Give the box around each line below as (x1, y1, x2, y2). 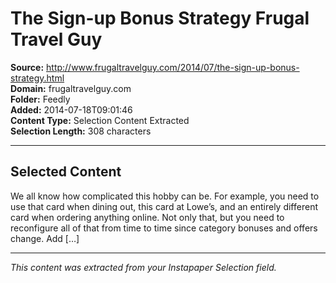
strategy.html (10, 72, 65, 84)
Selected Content (10, 163, 122, 181)
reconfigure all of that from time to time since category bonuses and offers (10, 222, 318, 234)
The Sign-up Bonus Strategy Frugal (10, 7, 310, 30)
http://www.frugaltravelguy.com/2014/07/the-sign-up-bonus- (46, 61, 300, 73)
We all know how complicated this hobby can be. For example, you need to (10, 190, 320, 202)
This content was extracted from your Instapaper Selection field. (10, 261, 277, 273)
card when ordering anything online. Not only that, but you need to (10, 211, 285, 223)
